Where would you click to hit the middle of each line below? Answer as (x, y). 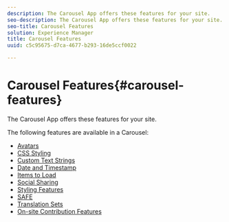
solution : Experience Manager (51, 33)
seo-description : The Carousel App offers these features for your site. (115, 20)
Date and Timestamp (47, 167)
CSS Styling (34, 153)
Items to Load (36, 175)
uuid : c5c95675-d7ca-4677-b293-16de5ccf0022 (72, 45)
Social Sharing (37, 182)
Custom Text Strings (46, 160)
